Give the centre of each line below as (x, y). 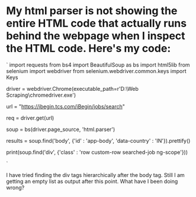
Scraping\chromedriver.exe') (41, 95)
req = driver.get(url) (30, 118)
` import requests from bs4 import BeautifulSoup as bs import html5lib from (98, 65)
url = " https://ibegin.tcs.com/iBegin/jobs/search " (66, 106)
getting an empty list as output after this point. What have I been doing (92, 181)
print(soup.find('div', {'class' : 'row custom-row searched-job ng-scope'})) (97, 152)
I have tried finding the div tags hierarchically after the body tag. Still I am (95, 175)
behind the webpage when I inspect (96, 36)
